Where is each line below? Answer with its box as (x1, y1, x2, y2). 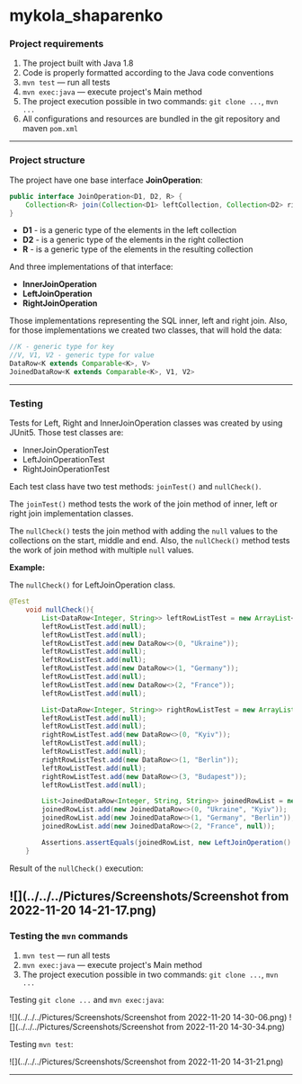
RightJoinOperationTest (22, 464, 111, 475)
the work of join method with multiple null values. (9, 545, 195, 556)
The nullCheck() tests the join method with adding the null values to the (9, 525, 279, 536)
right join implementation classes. (9, 508, 134, 519)
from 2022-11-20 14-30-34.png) (165, 1022, 286, 1033)
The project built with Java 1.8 (22, 58, 134, 68)
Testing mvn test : (9, 1039, 74, 1050)
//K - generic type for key (9, 343, 115, 352)
